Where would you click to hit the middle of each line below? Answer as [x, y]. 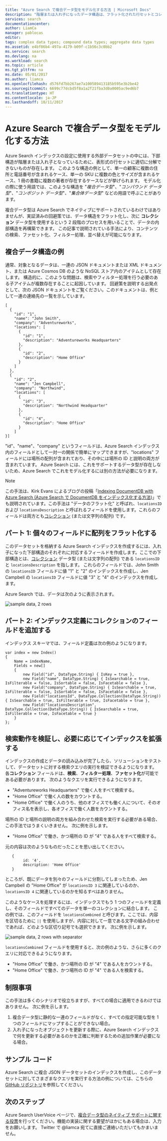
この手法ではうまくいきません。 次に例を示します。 [58, 826]
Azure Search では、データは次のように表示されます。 [61, 594]
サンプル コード [29, 1059]
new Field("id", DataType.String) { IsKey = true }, [79, 674]
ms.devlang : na [21, 56]
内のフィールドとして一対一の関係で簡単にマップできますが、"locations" [80, 452]
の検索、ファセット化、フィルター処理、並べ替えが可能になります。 [75, 235]
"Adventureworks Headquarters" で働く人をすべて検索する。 [74, 790]
